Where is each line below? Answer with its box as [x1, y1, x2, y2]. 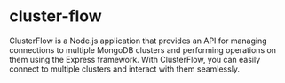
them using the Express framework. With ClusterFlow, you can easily [9, 54, 261, 64]
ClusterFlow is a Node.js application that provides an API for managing [9, 35, 267, 46]
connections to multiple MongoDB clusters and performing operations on [9, 44, 277, 55]
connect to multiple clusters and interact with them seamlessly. [9, 64, 241, 74]
